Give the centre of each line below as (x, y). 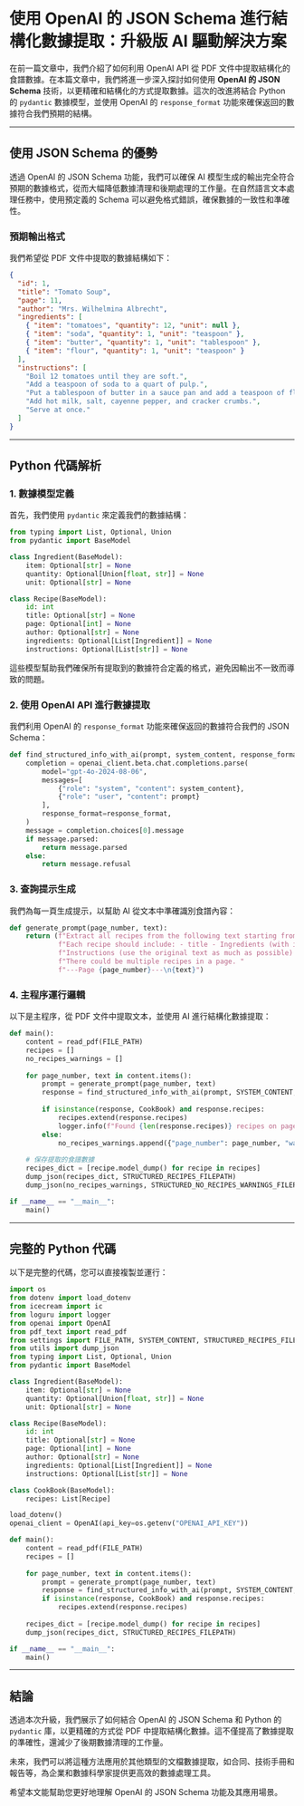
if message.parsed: (62, 839)
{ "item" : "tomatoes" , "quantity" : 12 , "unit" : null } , (133, 326)
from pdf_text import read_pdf (68, 1332)
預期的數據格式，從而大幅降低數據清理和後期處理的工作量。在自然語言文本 (148, 188)
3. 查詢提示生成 (43, 889)
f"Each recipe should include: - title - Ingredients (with (173, 945)
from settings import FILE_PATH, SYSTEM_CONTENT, (105, 1340)
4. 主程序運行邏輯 (47, 995)
